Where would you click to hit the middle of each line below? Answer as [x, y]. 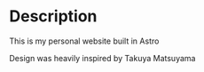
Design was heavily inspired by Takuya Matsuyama [102, 58]
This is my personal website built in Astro [84, 41]
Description [53, 16]
